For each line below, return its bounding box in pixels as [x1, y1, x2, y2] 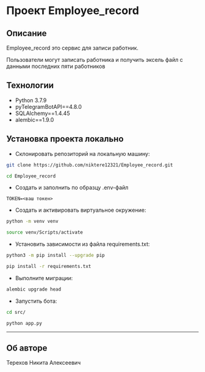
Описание [6, 28, 47, 39]
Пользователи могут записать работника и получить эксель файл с [6, 56, 183, 63]
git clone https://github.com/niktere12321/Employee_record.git [6, 162, 173, 168]
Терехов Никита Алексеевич [6, 359, 81, 366]
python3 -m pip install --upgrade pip [6, 252, 105, 259]
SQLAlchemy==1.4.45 [15, 110, 70, 117]
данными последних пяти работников [6, 62, 106, 70]
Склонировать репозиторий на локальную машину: [15, 150, 150, 157]
